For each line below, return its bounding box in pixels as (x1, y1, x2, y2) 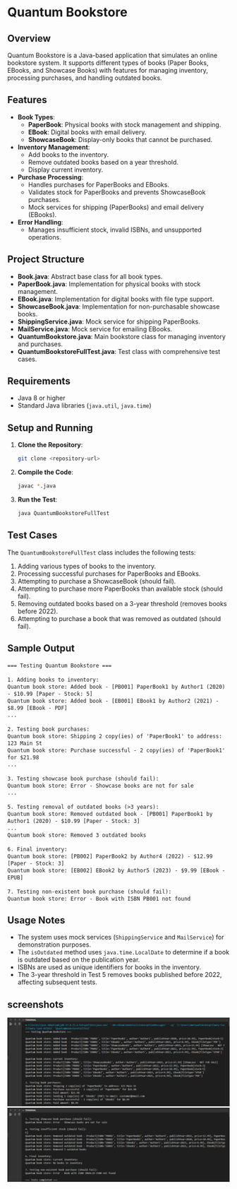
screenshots (7, 998, 64, 1010)
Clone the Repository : (17, 441, 83, 449)
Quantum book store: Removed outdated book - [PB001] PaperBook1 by (7, 810, 213, 817)
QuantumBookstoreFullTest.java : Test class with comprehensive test (17, 347, 221, 355)
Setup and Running (7, 422, 93, 434)
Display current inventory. (28, 165, 104, 174)
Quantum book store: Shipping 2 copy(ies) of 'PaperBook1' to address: (7, 733, 222, 740)
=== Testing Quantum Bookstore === (7, 662, 112, 669)
